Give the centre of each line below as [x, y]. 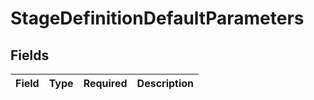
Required [105, 83]
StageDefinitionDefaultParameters [157, 18]
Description [165, 83]
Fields [30, 55]
